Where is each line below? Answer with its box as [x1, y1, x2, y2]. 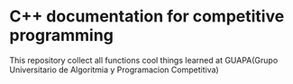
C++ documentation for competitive [9, 6, 285, 27]
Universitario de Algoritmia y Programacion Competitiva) [9, 64, 219, 75]
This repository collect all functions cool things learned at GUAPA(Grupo [9, 55, 279, 65]
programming [9, 25, 114, 46]
